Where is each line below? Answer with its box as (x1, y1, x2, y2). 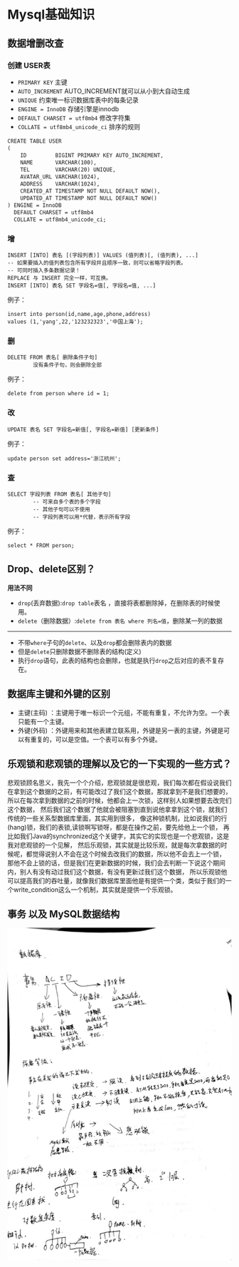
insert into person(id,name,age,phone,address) (7, 311, 152, 318)
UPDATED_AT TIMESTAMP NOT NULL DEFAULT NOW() (20, 194, 158, 202)
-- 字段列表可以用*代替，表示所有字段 (33, 514, 131, 521)
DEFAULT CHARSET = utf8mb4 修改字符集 (17, 113, 131, 122)
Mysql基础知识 (7, 6, 95, 23)
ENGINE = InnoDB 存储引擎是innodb (17, 104, 119, 113)
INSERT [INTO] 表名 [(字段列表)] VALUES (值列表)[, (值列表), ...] (7, 252, 199, 259)
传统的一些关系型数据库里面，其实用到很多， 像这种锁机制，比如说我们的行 (7, 814, 228, 823)
